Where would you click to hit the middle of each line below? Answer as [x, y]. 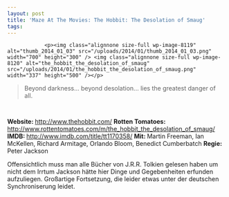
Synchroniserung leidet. [41, 187]
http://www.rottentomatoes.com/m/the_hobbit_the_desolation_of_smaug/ [111, 129]
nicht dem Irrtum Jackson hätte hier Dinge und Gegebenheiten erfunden [110, 172]
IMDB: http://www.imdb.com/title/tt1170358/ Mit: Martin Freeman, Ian [106, 136]
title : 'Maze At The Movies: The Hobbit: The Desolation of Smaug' [107, 20]
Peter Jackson [28, 151]
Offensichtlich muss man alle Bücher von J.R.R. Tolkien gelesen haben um [113, 165]
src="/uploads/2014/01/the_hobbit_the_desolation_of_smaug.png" [102, 70]
